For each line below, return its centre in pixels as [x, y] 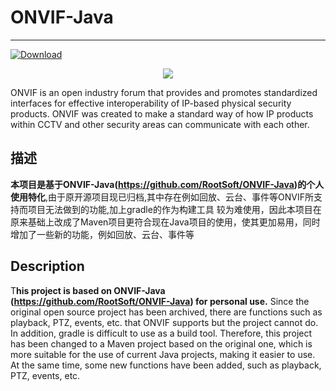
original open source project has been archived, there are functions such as [166, 312]
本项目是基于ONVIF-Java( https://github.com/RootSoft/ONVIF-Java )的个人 [167, 184]
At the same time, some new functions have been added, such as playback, [166, 365]
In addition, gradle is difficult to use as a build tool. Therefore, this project [161, 333]
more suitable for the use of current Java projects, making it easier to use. [163, 354]
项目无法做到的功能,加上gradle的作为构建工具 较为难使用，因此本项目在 [174, 209]
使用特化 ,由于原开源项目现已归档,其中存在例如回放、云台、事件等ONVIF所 [162, 197]
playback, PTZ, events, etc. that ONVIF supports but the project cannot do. [164, 322]
